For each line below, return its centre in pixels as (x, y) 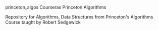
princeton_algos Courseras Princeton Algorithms (56, 7)
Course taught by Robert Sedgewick (43, 22)
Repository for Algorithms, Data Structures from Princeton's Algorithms (79, 17)
